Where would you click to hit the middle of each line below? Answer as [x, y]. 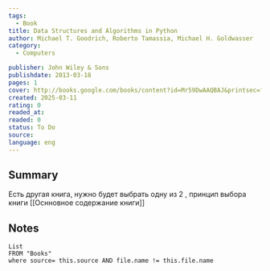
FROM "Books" [30, 254]
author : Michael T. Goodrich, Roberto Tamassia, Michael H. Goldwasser [131, 38]
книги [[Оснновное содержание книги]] [76, 203]
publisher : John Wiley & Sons [59, 68]
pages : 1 [23, 82]
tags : [17, 16]
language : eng [32, 142]
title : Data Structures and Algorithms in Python [93, 31]
